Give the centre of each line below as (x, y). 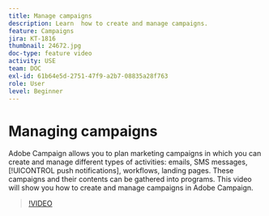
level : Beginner (36, 91)
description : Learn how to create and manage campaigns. (108, 23)
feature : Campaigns (41, 31)
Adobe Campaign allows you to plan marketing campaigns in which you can (135, 154)
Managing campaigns (83, 131)
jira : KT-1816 (32, 38)
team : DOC (25, 69)
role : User (27, 83)
